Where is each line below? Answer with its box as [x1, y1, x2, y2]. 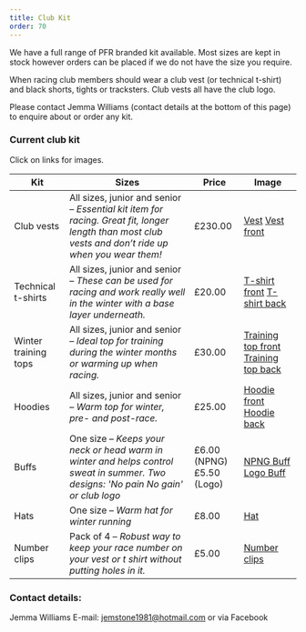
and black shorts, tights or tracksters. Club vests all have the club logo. [9, 84, 276, 95]
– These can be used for [69, 274, 173, 286]
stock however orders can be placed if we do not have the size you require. [9, 56, 293, 67]
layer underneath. [69, 308, 146, 321]
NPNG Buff [243, 455, 291, 467]
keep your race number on [69, 541, 183, 554]
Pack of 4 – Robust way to [69, 529, 181, 542]
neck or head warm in [69, 443, 164, 456]
